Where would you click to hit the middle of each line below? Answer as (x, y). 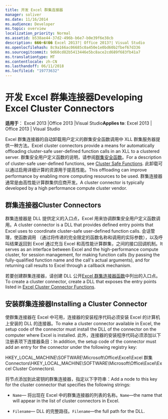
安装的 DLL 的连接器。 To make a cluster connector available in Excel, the (85, 323)
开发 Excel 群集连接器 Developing (74, 98)
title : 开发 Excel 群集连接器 (34, 10)
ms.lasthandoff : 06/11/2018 (35, 66)
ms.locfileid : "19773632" (32, 71)
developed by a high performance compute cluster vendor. (66, 188)
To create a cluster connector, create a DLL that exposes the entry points (81, 281)
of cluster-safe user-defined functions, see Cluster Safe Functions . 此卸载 (82, 163)
